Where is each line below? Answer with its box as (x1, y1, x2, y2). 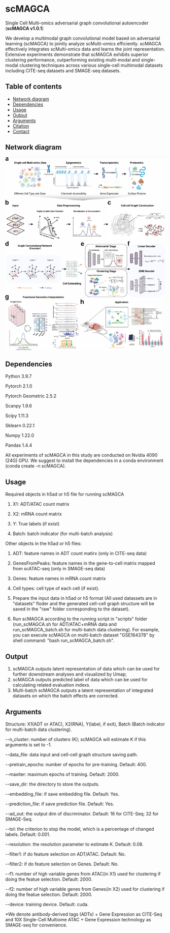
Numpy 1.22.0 (5, 432, 35, 439)
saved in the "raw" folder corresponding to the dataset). (12, 606, 130, 612)
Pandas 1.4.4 (5, 442, 32, 448)
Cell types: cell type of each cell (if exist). (12, 586, 100, 592)
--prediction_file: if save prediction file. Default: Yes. (5, 801, 114, 807)
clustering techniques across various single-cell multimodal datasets (19, 62, 163, 68)
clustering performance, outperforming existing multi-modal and (5, 56, 140, 63)
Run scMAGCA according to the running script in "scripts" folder (12, 616, 148, 622)
